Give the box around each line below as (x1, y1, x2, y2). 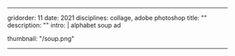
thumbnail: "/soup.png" (7, 35, 75, 42)
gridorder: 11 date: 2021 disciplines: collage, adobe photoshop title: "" (7, 14, 208, 21)
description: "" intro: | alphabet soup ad (7, 21, 121, 29)
